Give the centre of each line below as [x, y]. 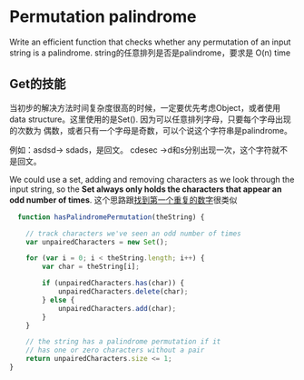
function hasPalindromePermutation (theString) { [111, 217]
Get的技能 [38, 84]
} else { [59, 300]
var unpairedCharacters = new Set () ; [97, 242]
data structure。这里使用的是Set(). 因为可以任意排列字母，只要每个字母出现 [151, 119]
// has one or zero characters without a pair [115, 350]
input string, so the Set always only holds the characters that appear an [146, 189]
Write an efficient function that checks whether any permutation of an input [150, 42]
